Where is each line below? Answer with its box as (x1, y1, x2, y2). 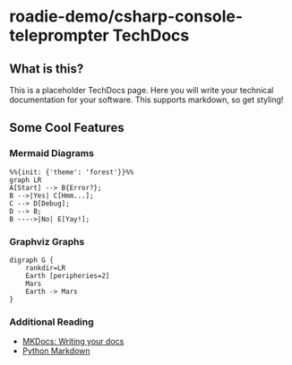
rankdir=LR (25, 263, 66, 273)
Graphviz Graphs (9, 235, 85, 248)
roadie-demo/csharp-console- (9, 6, 244, 27)
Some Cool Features (9, 120, 125, 135)
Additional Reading (9, 316, 94, 328)
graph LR (9, 175, 42, 185)
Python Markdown (21, 345, 91, 356)
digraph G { (9, 256, 54, 265)
